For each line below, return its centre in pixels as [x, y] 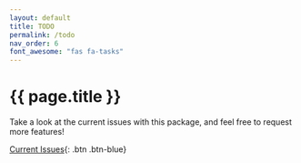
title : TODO [32, 26]
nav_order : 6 [34, 43]
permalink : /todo [42, 35]
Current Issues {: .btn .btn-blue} [68, 149]
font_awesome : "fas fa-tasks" [67, 52]
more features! [37, 132]
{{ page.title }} [65, 97]
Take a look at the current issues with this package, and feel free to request [151, 122]
